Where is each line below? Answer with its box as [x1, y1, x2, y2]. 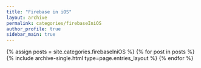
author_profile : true [6, 25, 61, 32]
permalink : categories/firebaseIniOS [6, 20, 102, 26]
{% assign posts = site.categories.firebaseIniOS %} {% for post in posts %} [6, 48, 196, 55]
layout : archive [6, 15, 47, 21]
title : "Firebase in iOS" [6, 8, 72, 15]
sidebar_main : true [6, 32, 56, 38]
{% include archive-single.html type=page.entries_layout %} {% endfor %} [6, 55, 194, 62]
